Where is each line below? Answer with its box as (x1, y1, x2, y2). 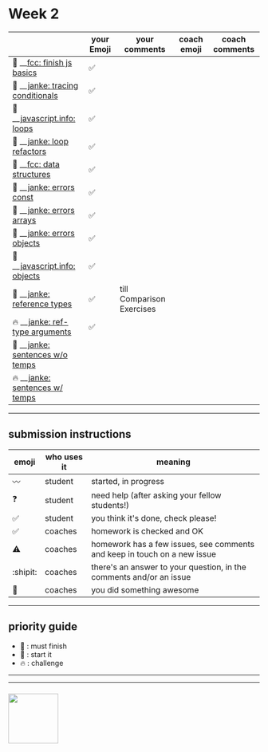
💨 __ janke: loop (12, 136, 69, 147)
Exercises (119, 303, 156, 314)
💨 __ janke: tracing (12, 80, 79, 91)
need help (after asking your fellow (91, 490, 222, 501)
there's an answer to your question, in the (91, 561, 247, 573)
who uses (45, 451, 84, 463)
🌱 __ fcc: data (12, 159, 60, 170)
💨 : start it (19, 649, 52, 659)
